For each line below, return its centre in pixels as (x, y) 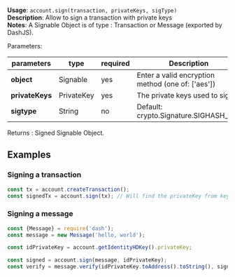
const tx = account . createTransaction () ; (69, 189)
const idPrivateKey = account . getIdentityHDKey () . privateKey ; (100, 248)
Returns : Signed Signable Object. (56, 133)
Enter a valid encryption (176, 75)
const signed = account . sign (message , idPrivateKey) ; (87, 260)
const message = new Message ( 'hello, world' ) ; (76, 235)
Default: (150, 107)
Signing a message (40, 214)
